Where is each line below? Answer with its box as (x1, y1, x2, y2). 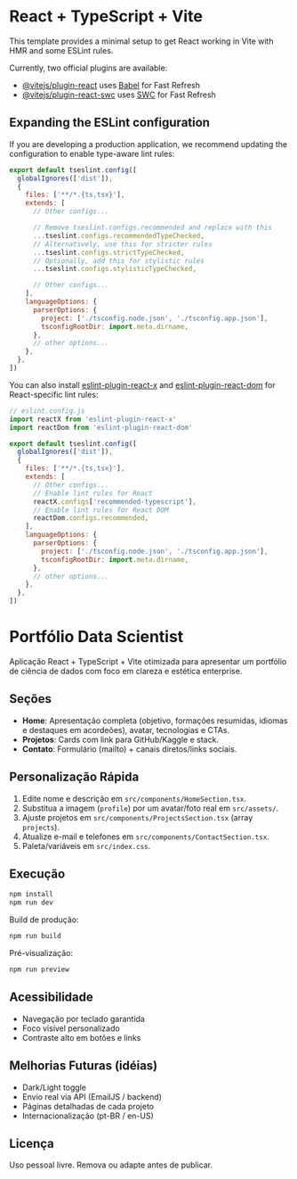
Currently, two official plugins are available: (9, 62, 168, 73)
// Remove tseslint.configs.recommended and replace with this (32, 223, 273, 232)
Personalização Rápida (9, 770, 140, 785)
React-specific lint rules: (9, 389, 99, 400)
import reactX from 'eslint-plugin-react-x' (9, 415, 177, 424)
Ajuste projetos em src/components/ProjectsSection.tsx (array (21, 812, 253, 822)
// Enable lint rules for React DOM (32, 506, 169, 515)
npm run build (9, 932, 62, 941)
